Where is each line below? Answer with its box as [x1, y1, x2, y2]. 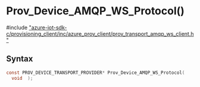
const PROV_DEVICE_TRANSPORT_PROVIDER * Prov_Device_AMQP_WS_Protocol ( [6, 70, 185, 76]
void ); [11, 75, 33, 81]
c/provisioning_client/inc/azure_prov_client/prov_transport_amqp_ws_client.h [6, 30, 194, 37]
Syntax [6, 54, 33, 64]
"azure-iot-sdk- [29, 24, 67, 31]
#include [6, 24, 28, 31]
